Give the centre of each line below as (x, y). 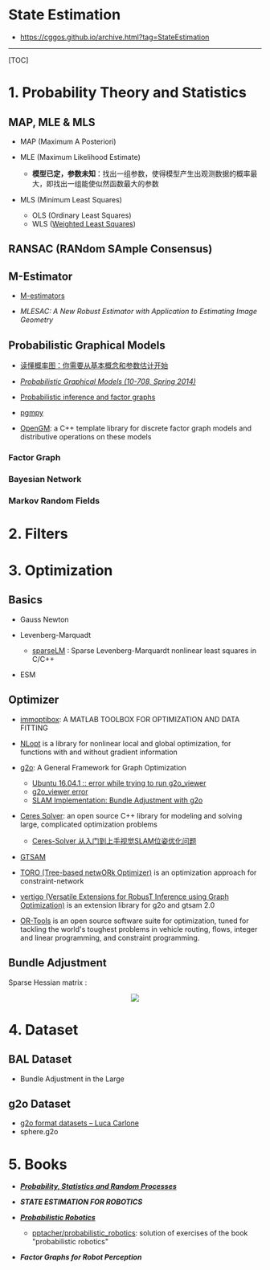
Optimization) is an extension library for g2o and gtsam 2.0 (117, 905)
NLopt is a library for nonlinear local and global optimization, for (125, 743)
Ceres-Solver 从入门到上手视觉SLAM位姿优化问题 (114, 840)
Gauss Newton (45, 619)
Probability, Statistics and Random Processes (98, 1186)
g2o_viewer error (60, 791)
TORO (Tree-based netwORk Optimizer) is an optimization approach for (138, 872)
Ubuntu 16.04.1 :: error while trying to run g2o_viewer (119, 783)
